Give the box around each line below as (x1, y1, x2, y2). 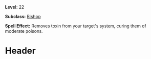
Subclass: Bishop (5, 14, 41, 19)
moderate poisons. (5, 28, 43, 34)
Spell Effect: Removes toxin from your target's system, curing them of (5, 23, 147, 29)
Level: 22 (5, 4, 24, 10)
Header (5, 45, 36, 57)
